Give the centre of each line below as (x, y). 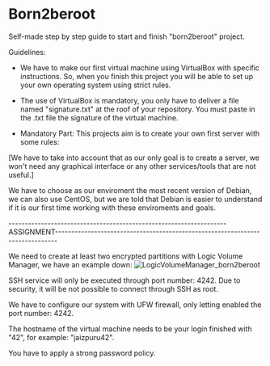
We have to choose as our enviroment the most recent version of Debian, (130, 190)
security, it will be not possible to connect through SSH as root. (113, 288)
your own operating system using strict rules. (95, 85)
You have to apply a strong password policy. (82, 353)
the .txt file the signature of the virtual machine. (99, 117)
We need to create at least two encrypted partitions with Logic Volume (126, 256)
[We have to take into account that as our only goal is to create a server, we (134, 158)
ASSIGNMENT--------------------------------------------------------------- (134, 232)
